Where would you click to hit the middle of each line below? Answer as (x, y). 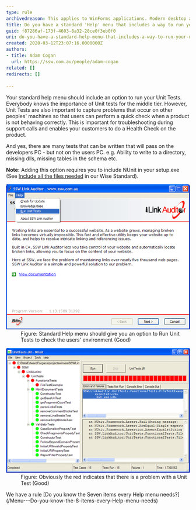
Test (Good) (35, 483)
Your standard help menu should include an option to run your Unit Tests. (94, 98)
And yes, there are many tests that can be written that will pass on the (90, 146)
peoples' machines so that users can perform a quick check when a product (98, 116)
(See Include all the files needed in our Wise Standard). (72, 176)
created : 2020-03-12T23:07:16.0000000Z (55, 43)
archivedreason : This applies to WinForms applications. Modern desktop (96, 18)
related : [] (20, 68)
